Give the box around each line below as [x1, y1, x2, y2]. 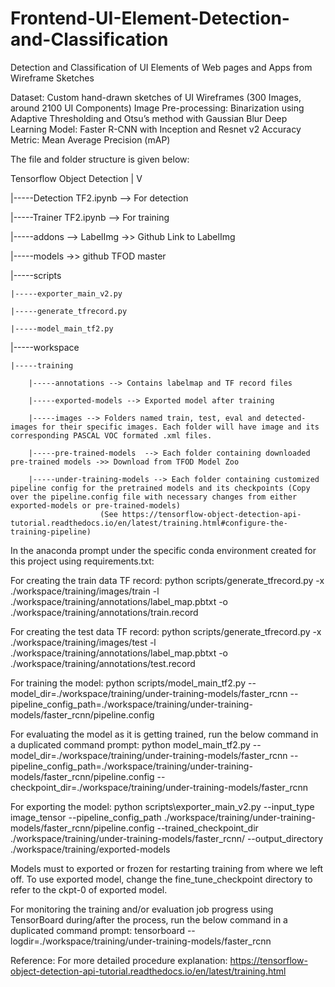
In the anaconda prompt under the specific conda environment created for [10, 544, 317, 556]
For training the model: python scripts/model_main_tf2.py [10, 677, 247, 689]
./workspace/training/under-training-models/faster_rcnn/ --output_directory [10, 832, 324, 844]
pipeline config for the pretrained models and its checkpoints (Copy [10, 483, 311, 493]
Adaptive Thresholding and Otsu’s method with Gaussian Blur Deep [10, 112, 288, 124]
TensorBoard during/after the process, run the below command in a [10, 913, 288, 926]
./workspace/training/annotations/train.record [10, 606, 199, 618]
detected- [265, 413, 307, 423]
